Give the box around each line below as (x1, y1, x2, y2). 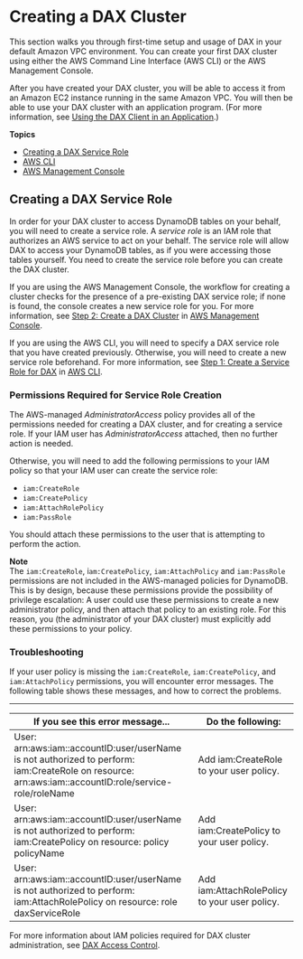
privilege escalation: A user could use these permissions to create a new (9, 595, 280, 606)
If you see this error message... (32, 716, 170, 729)
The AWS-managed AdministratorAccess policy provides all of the (9, 409, 255, 420)
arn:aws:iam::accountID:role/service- (14, 776, 173, 788)
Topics (9, 128, 36, 139)
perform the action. (9, 539, 81, 550)
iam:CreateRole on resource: (14, 765, 135, 777)
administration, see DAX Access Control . (9, 940, 161, 951)
